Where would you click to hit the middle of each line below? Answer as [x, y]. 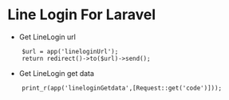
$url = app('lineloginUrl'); [70, 51]
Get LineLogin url [47, 37]
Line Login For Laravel [82, 15]
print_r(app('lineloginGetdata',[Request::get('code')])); [122, 88]
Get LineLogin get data [57, 73]
